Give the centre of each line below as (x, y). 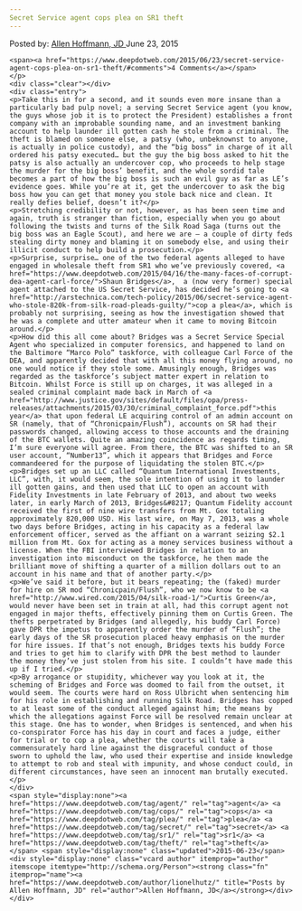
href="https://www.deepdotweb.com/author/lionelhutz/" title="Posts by (147, 882)
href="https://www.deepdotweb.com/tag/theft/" (99, 843)
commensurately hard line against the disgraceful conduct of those (141, 748)
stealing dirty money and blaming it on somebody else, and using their (149, 242)
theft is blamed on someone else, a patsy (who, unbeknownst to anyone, (149, 139)
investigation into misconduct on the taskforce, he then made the (139, 558)
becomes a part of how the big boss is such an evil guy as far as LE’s (149, 178)
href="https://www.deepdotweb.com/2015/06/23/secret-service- (165, 60)
